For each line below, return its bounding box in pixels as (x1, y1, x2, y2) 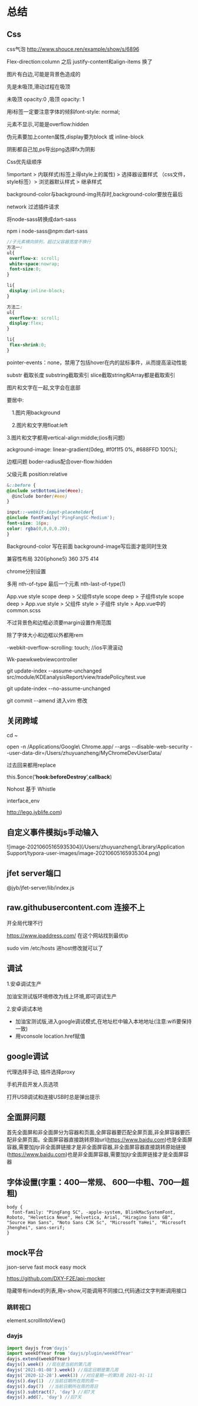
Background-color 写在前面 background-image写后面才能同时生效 (6, 543, 167, 550)
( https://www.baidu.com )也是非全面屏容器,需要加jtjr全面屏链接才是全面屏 (6, 1151, 184, 1158)
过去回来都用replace (6, 761, 57, 769)
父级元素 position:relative (6, 470, 68, 477)
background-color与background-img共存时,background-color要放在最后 (6, 191, 183, 197)
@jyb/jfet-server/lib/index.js (6, 884, 75, 892)
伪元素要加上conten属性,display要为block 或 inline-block (6, 133, 144, 140)
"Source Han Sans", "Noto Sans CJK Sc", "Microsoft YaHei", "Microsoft (6, 1220, 186, 1226)
